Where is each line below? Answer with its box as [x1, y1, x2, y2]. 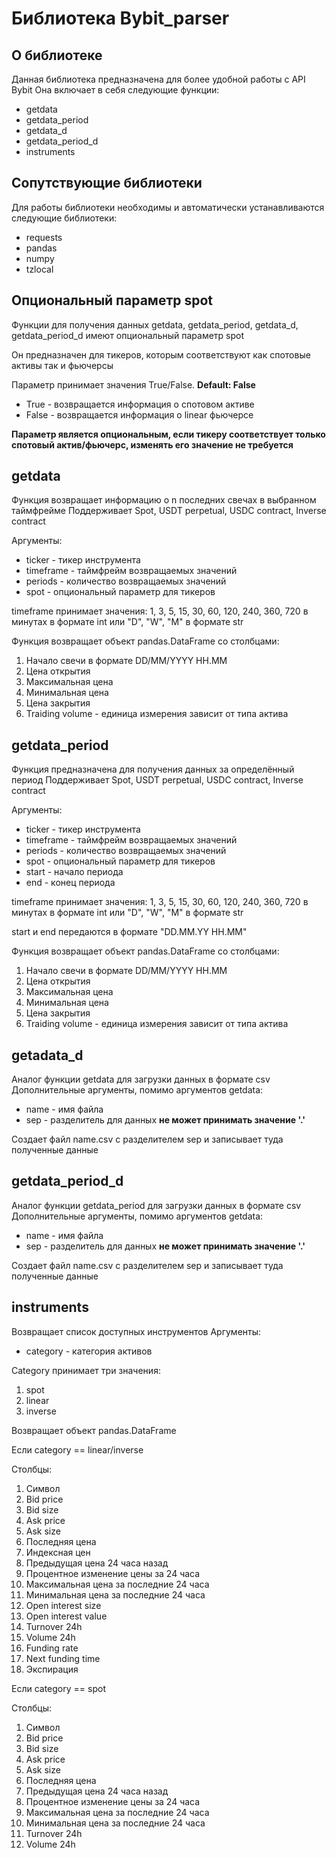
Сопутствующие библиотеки [11, 175, 203, 192]
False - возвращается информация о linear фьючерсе [25, 408, 254, 421]
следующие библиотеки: [11, 212, 118, 224]
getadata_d [11, 1047, 84, 1064]
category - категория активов [25, 1345, 153, 1357]
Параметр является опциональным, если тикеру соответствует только [11, 428, 326, 440]
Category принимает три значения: [11, 1364, 161, 1376]
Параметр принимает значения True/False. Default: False [11, 378, 256, 391]
